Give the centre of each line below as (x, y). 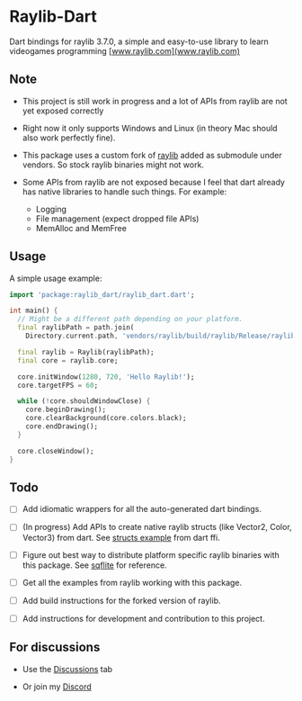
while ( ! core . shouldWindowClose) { (84, 401)
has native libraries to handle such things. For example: (124, 192)
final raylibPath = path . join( (76, 328)
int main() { (34, 311)
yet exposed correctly (63, 111)
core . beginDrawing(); (66, 410)
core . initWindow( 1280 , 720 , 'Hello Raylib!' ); (106, 377)
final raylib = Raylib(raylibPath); (86, 352)
